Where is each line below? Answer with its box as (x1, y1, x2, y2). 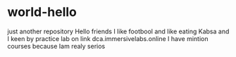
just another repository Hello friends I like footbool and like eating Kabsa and (7, 27, 230, 35)
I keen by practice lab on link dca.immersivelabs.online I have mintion (7, 34, 209, 42)
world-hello (7, 4, 77, 20)
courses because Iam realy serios (7, 42, 106, 50)
